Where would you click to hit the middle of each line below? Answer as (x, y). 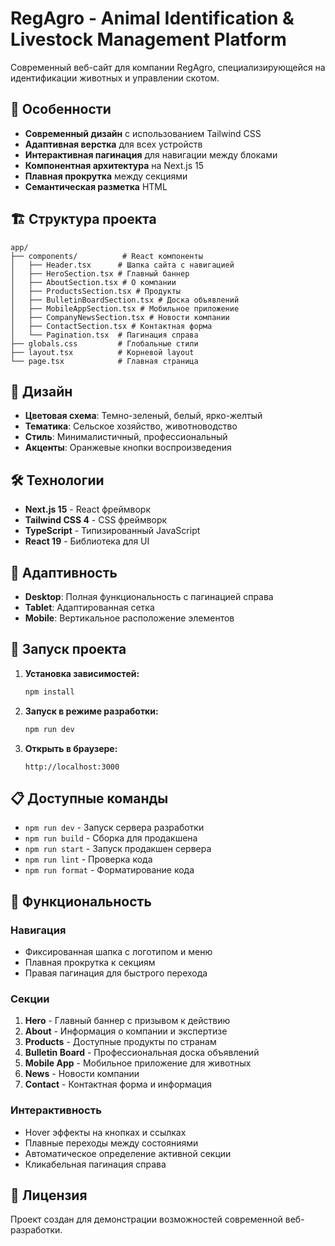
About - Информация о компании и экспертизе (126, 1031)
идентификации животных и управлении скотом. (115, 78)
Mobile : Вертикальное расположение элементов (129, 618)
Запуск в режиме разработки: (91, 711)
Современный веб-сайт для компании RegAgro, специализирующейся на (168, 67)
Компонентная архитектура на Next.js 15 (114, 165)
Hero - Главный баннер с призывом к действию (127, 1021)
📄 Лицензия (49, 1195)
